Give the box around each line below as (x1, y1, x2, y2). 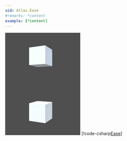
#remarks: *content (5, 13, 46, 18)
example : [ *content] (5, 18, 48, 23)
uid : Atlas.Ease (5, 8, 39, 13)
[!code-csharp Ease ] (81, 131, 123, 137)
